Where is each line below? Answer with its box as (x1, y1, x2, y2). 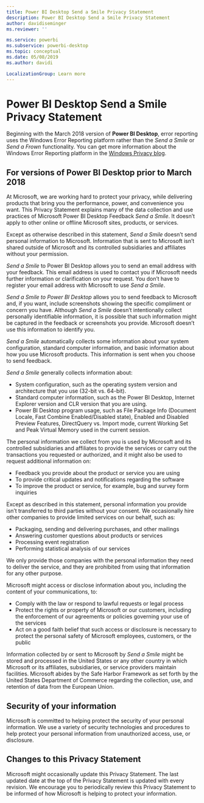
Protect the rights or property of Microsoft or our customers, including (15, 606, 192, 614)
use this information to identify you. (6, 326, 96, 333)
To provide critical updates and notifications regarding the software (15, 476, 185, 483)
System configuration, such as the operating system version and (15, 381, 178, 388)
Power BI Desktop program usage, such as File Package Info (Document (15, 407, 197, 414)
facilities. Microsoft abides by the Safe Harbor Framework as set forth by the (6, 670, 199, 678)
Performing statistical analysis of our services (15, 545, 130, 553)
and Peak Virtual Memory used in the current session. (15, 426, 150, 434)
